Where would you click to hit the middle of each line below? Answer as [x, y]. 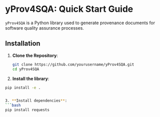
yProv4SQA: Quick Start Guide [69, 9]
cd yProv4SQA [26, 69]
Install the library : [31, 78]
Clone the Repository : [35, 55]
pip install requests [27, 110]
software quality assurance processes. [44, 28]
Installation [23, 44]
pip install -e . [23, 87]
